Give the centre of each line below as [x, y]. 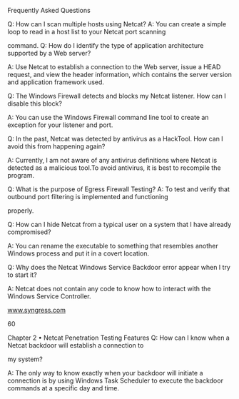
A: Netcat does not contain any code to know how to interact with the [109, 289]
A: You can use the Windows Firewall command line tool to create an [108, 117]
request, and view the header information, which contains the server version [119, 75]
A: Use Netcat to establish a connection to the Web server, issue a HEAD [114, 67]
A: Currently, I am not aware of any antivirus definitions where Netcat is [112, 160]
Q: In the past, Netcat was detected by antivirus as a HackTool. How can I [115, 139]
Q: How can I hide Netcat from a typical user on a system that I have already [119, 224]
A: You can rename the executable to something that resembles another [113, 246]
